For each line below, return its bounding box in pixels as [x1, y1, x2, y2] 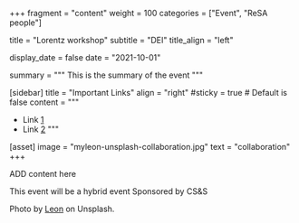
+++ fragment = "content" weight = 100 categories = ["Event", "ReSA [9, 8, 268, 18]
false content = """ [9, 97, 80, 107]
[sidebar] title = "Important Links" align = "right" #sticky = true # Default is [9, 88, 288, 98]
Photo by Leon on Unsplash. [9, 203, 115, 214]
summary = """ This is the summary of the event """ [9, 70, 204, 80]
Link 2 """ [22, 124, 60, 135]
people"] [9, 17, 43, 28]
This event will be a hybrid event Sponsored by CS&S [9, 186, 208, 197]
